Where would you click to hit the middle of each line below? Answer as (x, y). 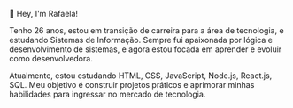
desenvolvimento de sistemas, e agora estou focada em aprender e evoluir (146, 49)
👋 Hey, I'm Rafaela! (43, 14)
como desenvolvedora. (51, 58)
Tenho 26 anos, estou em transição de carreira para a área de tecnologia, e (147, 30)
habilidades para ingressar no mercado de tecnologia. (108, 94)
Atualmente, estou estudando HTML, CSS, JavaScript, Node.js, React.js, (141, 76)
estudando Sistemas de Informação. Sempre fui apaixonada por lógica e (141, 40)
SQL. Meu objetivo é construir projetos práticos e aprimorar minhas (132, 85)
